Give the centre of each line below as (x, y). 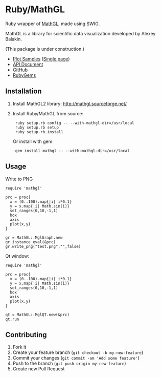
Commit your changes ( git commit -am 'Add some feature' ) (76, 358)
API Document (28, 64)
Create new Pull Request (39, 369)
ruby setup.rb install (39, 132)
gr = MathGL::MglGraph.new (34, 237)
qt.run (12, 319)
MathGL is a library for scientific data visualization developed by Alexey (80, 33)
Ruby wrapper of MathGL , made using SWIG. (53, 24)
